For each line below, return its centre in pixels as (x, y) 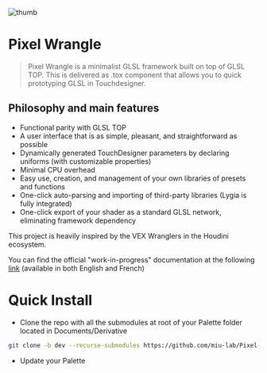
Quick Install (50, 300)
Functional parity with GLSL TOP (73, 127)
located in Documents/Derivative (74, 331)
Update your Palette (52, 360)
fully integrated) (46, 204)
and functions (43, 186)
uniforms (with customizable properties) (85, 161)
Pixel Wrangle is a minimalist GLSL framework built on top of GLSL (136, 66)
